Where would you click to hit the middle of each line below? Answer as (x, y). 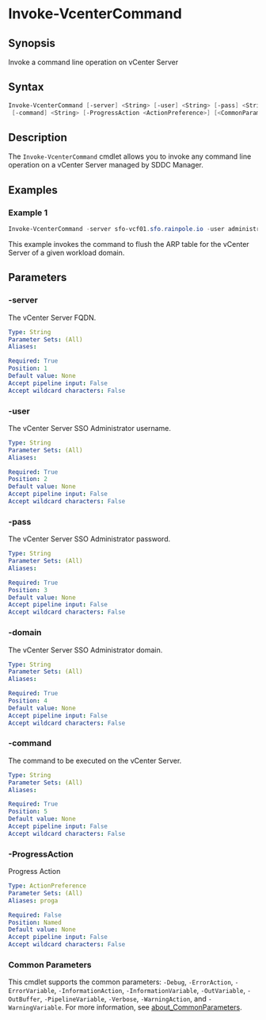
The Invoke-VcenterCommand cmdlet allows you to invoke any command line (130, 156)
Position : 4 (28, 701)
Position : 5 (28, 812)
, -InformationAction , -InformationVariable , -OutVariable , (150, 991)
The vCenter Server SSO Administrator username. (90, 428)
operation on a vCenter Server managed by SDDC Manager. (106, 165)
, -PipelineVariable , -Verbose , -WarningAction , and (123, 999)
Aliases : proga (33, 901)
